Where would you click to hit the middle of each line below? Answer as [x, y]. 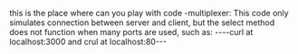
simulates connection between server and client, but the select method [142, 22]
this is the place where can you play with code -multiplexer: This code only [149, 13]
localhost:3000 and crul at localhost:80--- [88, 41]
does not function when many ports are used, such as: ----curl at [131, 32]
